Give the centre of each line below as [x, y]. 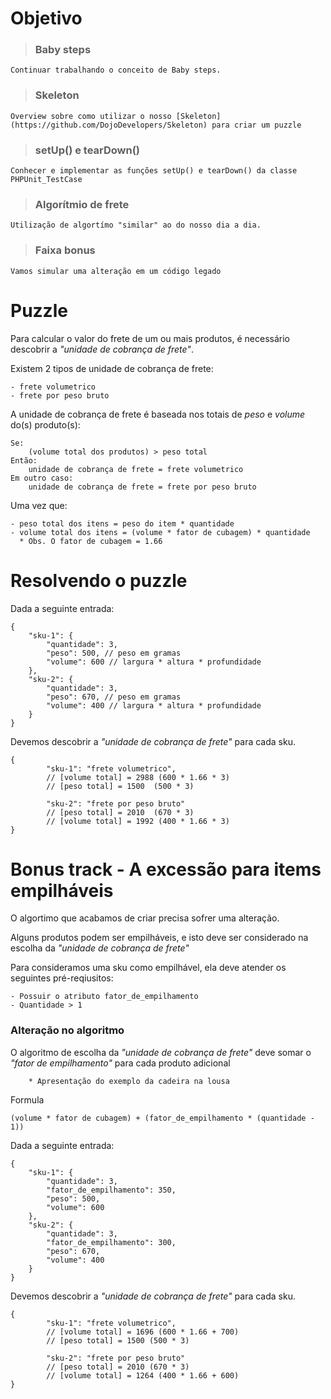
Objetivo [46, 18]
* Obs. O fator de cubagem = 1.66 [91, 541]
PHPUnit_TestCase [46, 180]
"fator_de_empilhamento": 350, [111, 1190]
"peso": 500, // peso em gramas [114, 653]
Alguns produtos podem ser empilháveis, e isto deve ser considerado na [159, 938]
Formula [27, 1099]
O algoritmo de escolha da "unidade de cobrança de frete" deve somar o [161, 1052]
